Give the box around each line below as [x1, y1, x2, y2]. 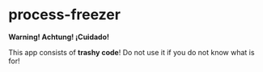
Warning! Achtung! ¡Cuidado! [8, 32, 109, 42]
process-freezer [8, 6, 121, 24]
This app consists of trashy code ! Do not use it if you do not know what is [8, 47, 255, 57]
